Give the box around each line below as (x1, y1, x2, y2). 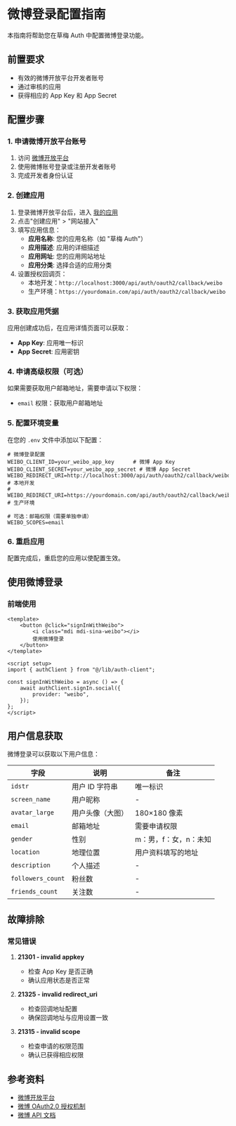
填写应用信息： (17, 226, 61, 234)
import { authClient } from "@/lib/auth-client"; (7, 666, 156, 673)
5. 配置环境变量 (7, 418, 59, 428)
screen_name (11, 796, 51, 803)
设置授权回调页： (17, 269, 67, 278)
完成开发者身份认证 (17, 172, 74, 180)
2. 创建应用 (7, 190, 45, 200)
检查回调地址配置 (27, 1004, 78, 1013)
